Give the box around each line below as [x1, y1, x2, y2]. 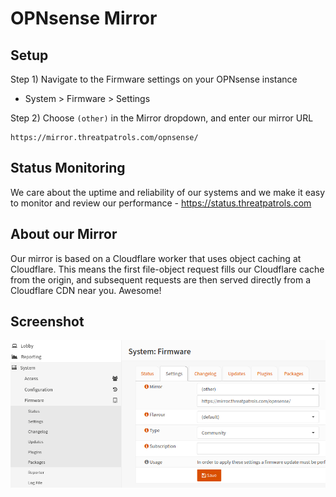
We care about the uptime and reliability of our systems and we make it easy [10, 186, 326, 198]
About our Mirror [10, 226, 118, 243]
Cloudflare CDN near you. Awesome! [10, 284, 162, 296]
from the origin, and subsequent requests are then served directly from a [10, 273, 312, 286]
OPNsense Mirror [10, 7, 158, 30]
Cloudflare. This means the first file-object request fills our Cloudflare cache [10, 263, 325, 275]
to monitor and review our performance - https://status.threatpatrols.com [10, 197, 312, 209]
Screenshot [10, 313, 85, 331]
